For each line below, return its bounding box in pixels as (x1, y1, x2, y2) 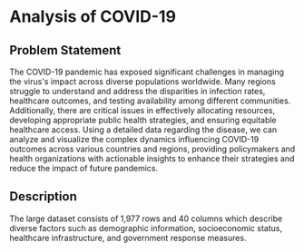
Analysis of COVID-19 (9, 6, 177, 27)
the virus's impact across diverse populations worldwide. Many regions (9, 76, 277, 87)
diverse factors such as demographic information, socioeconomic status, (9, 222, 283, 233)
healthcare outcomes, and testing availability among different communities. (9, 95, 291, 106)
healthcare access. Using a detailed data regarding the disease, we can (9, 124, 278, 135)
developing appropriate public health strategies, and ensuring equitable (9, 115, 277, 125)
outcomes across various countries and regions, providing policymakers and (9, 143, 296, 154)
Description (9, 189, 77, 205)
